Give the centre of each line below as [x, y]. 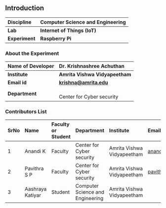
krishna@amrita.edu [83, 83]
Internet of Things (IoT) [68, 30]
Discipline [20, 22]
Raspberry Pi [56, 38]
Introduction [25, 8]
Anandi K [35, 152]
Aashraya [36, 189]
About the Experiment [32, 53]
